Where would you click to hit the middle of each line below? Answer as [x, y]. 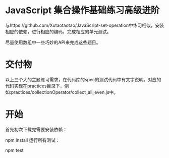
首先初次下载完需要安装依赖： [36, 129]
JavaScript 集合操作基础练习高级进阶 [82, 10]
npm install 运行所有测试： [33, 140]
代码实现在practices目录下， [35, 86]
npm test [14, 150]
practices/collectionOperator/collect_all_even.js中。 [65, 92]
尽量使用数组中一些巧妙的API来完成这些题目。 [53, 42]
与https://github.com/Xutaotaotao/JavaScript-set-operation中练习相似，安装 [85, 25]
